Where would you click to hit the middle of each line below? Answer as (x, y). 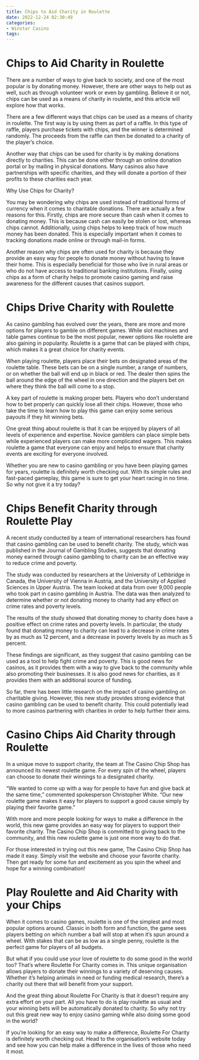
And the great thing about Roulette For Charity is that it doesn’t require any (97, 995)
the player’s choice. (30, 142)
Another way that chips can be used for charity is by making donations (93, 154)
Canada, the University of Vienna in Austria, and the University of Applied (96, 581)
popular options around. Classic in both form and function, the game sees (97, 928)
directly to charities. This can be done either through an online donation (94, 160)
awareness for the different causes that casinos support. (75, 283)
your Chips (34, 905)
